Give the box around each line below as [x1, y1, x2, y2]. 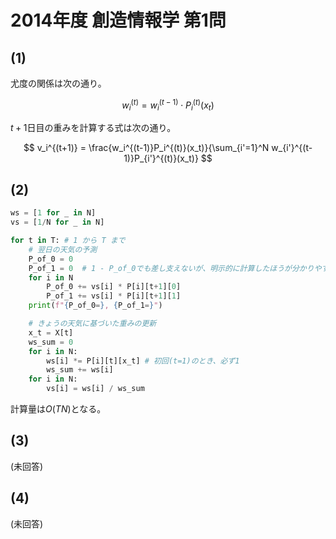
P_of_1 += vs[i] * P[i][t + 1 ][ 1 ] [46, 291, 182, 301]
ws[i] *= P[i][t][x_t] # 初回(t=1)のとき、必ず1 [46, 356, 240, 366]
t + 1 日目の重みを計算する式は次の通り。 [10, 122, 177, 134]
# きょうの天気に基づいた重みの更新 [28, 319, 157, 329]
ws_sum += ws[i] [46, 365, 114, 375]
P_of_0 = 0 [28, 254, 74, 264]
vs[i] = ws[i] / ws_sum [46, 384, 145, 394]
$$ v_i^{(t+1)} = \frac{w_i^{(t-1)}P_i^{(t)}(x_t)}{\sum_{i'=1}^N [23, 142, 270, 154]
